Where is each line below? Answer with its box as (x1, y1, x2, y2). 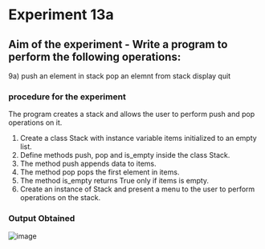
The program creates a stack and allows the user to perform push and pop (8, 110, 255, 119)
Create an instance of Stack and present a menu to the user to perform (19, 184, 255, 194)
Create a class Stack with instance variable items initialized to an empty (19, 134, 257, 143)
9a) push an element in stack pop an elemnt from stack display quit (8, 71, 231, 81)
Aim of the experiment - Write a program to (8, 38, 228, 51)
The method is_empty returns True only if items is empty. (19, 176, 210, 186)
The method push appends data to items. (19, 159, 157, 169)
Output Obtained (8, 213, 75, 224)
